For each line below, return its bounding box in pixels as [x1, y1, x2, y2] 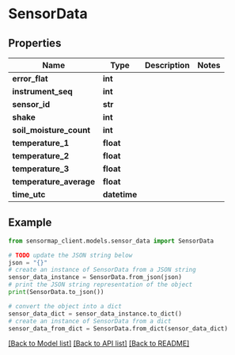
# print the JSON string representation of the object [8, 281, 193, 289]
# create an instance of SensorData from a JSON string [8, 266, 196, 274]
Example [8, 216, 52, 230]
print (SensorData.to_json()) [8, 288, 104, 296]
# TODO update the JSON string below [8, 251, 133, 259]
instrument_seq [12, 86, 73, 97]
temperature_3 [12, 163, 70, 174]
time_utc [12, 189, 46, 200]
